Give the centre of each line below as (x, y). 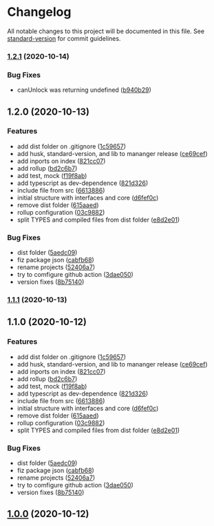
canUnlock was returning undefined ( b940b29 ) (84, 90)
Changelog (39, 12)
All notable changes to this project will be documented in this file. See (106, 31)
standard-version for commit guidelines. (64, 38)
